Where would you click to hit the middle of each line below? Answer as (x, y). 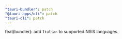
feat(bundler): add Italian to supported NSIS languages (61, 32)
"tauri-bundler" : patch (29, 9)
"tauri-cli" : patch (25, 18)
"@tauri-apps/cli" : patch (31, 14)
